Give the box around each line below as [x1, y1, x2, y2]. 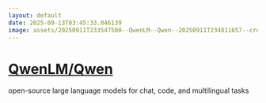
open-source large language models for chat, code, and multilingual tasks [8, 86, 249, 95]
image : [8, 26, 30, 34]
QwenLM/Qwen [8, 60, 113, 78]
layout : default [8, 11, 62, 20]
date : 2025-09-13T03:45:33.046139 [8, 19, 123, 27]
